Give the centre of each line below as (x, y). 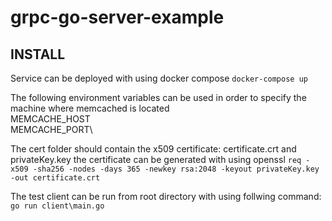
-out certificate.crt (55, 178)
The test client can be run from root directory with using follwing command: (166, 196)
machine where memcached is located (90, 108)
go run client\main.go (57, 206)
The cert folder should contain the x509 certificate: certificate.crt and (153, 149)
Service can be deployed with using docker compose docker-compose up (159, 78)
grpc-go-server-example (117, 17)
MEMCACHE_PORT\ (51, 129)
